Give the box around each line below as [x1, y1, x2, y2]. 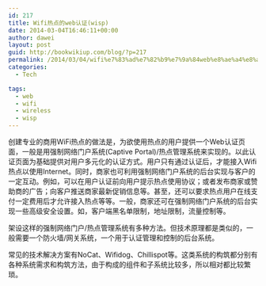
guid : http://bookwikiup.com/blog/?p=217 [8, 48, 147, 56]
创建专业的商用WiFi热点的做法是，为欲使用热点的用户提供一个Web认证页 [8, 137, 245, 147]
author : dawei [8, 33, 55, 42]
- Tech [15, 71, 37, 78]
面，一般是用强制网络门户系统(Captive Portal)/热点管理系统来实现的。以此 [8, 147, 249, 156]
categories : [8, 63, 47, 71]
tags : [8, 85, 26, 93]
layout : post [8, 41, 51, 49]
